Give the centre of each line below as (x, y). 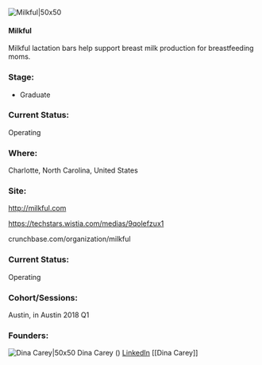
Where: (23, 153)
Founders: (29, 336)
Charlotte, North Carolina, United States (73, 170)
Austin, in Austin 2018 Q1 (49, 315)
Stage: (21, 77)
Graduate (35, 95)
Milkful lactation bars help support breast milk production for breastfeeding (131, 49)
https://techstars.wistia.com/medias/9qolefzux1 (86, 223)
